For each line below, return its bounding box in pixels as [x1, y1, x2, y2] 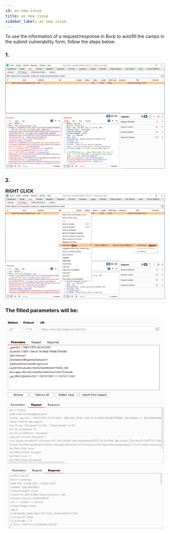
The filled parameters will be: [5, 307, 79, 314]
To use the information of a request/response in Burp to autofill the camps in [5, 33, 164, 39]
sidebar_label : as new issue [5, 19, 67, 24]
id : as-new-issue [5, 8, 42, 13]
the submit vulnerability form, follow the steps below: [5, 38, 116, 45]
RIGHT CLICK [5, 188, 34, 194]
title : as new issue [5, 13, 49, 19]
